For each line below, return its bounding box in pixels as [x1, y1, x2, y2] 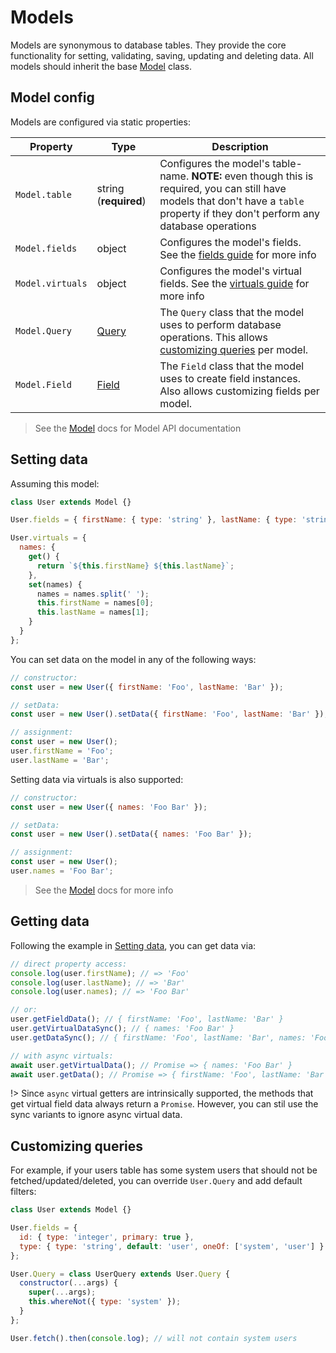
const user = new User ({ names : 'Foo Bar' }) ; [10, 802, 208, 812]
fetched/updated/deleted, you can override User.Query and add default [10, 1175, 303, 1187]
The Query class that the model [159, 305, 305, 319]
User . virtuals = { [10, 533, 87, 543]
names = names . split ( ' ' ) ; [36, 589, 150, 599]
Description [211, 139, 269, 153]
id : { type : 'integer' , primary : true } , [19, 1232, 195, 1242]
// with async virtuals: [10, 1051, 114, 1061]
